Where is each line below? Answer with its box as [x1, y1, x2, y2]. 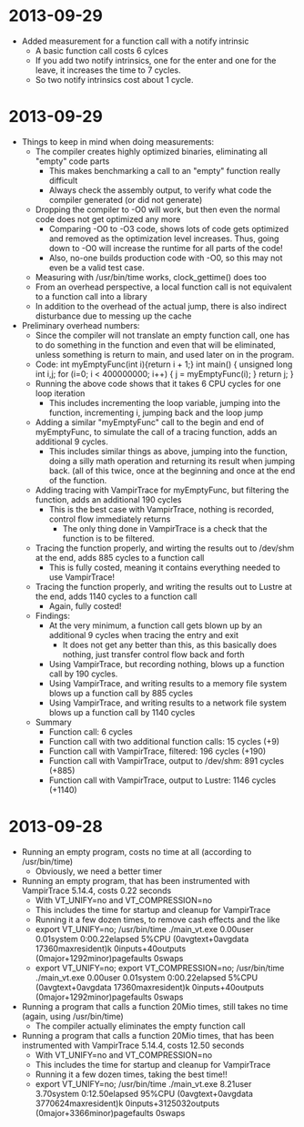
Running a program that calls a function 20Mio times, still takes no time [21, 1000, 289, 1011]
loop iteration [35, 388, 86, 399]
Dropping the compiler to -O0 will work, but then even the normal [35, 204, 280, 215]
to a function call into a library [35, 290, 147, 301]
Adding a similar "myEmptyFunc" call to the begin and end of [35, 416, 265, 428]
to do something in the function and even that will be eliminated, [35, 339, 277, 350]
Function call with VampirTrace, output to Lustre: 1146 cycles [48, 775, 277, 786]
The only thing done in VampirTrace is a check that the [62, 523, 268, 533]
